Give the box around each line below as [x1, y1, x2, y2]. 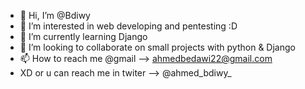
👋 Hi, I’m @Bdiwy [19, 10, 91, 21]
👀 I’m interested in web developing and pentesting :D [19, 20, 238, 32]
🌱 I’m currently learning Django [19, 31, 148, 42]
